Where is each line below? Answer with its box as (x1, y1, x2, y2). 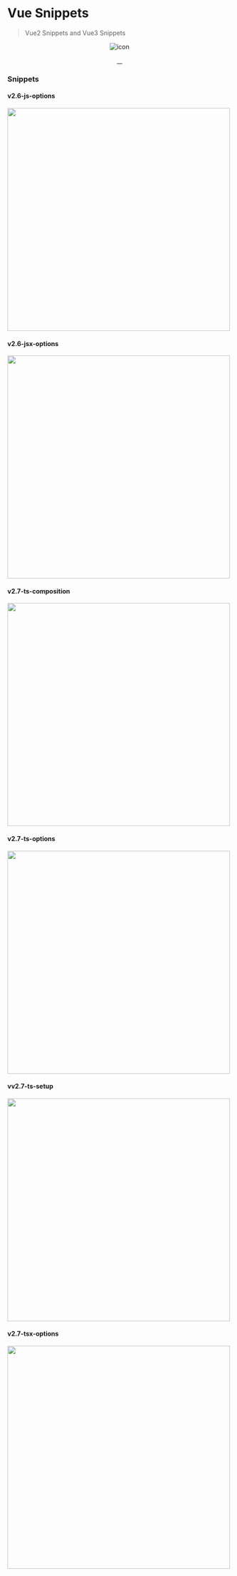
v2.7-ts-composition (7, 586, 70, 595)
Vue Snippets (7, 5, 89, 21)
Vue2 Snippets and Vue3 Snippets (24, 29, 126, 37)
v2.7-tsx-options (7, 1329, 59, 1338)
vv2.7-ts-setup (7, 1082, 53, 1091)
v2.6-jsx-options (7, 339, 59, 347)
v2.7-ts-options (7, 835, 56, 843)
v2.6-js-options (7, 91, 56, 101)
